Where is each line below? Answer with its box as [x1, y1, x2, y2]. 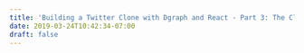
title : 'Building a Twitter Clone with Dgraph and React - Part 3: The [9, 13, 285, 22]
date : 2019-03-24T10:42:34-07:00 [9, 22, 136, 31]
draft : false [9, 30, 59, 39]
